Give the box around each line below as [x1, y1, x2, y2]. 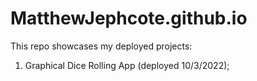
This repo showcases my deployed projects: [10, 40, 193, 52]
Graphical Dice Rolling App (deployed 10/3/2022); [24, 59, 230, 71]
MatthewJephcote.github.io [10, 7, 248, 30]
